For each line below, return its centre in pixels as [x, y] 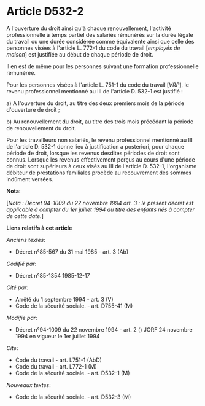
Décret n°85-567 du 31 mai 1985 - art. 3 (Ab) [72, 252]
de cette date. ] [25, 216]
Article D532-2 [45, 11]
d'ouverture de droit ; [33, 109]
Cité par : [17, 287]
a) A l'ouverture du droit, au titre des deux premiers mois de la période [95, 103]
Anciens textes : [26, 240]
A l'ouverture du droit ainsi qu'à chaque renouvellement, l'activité [89, 28]
